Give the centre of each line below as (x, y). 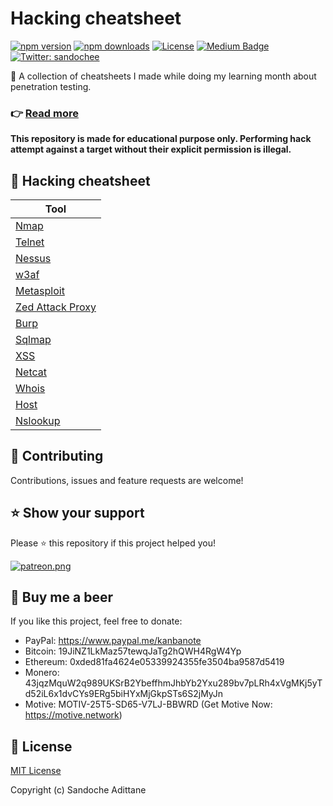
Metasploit (40, 291)
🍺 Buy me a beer (61, 597)
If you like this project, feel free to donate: (96, 621)
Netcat (31, 372)
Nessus (33, 259)
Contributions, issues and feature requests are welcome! (127, 480)
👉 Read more (44, 113)
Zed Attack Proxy (56, 307)
